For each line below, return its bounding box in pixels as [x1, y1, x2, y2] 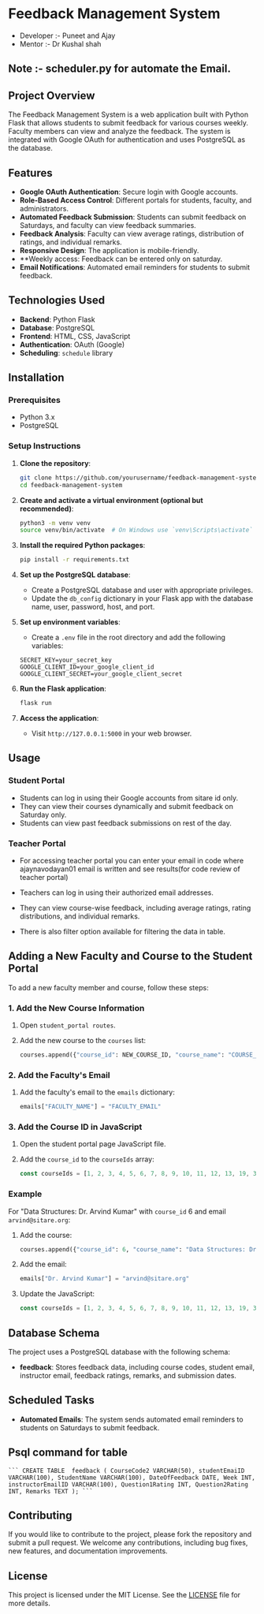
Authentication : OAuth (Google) [19, 340, 125, 349]
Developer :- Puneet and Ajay [19, 31, 116, 40]
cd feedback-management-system [19, 481, 123, 489]
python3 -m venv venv [19, 519, 91, 527]
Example [8, 1188, 43, 1199]
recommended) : [19, 504, 74, 513]
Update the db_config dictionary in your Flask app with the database [31, 594, 254, 603]
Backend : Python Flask [19, 315, 96, 324]
